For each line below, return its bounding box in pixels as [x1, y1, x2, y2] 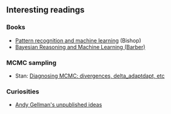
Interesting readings [6, 5, 85, 15]
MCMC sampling [6, 58, 56, 67]
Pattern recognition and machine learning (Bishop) [15, 36, 141, 44]
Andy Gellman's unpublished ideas [15, 101, 102, 109]
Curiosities [6, 87, 39, 96]
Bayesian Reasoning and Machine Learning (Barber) [15, 43, 146, 50]
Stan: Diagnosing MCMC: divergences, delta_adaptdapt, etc [15, 72, 165, 79]
